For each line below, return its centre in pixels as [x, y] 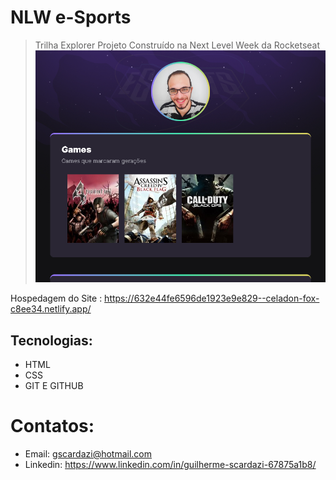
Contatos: [52, 426]
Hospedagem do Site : [56, 298]
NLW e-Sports [71, 17]
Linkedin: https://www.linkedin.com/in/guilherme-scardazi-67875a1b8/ [170, 465]
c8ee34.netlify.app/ [51, 309]
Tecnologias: [51, 340]
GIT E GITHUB [54, 386]
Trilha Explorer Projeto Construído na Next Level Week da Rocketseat [177, 45]
